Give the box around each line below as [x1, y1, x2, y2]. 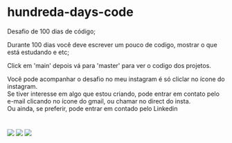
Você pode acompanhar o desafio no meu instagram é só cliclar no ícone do [7, 74, 225, 83]
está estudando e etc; [7, 48, 69, 56]
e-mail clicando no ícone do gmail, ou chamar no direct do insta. [7, 96, 191, 105]
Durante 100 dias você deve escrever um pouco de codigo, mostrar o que [7, 40, 217, 49]
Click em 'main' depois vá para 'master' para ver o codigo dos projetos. [7, 61, 211, 69]
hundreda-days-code [7, 4, 134, 20]
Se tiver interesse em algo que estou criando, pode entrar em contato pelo [7, 90, 220, 98]
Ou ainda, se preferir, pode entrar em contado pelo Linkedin [7, 104, 178, 112]
